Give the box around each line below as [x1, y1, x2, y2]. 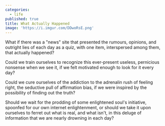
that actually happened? [5, 50, 55, 56]
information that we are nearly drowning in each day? [5, 115, 114, 121]
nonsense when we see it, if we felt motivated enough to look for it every [5, 65, 154, 71]
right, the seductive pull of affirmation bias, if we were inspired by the [5, 84, 147, 90]
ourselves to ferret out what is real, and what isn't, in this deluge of [5, 110, 142, 116]
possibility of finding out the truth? [5, 90, 75, 96]
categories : [5, 7, 30, 12]
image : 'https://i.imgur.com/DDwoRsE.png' [5, 26, 94, 31]
